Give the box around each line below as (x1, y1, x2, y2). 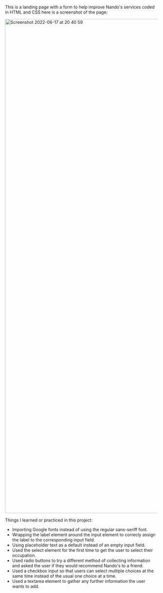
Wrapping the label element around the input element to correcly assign (12, 532, 156, 538)
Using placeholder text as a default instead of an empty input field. (12, 542, 146, 548)
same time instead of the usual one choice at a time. (12, 573, 117, 579)
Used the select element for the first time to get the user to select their (12, 547, 153, 553)
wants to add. (12, 583, 40, 589)
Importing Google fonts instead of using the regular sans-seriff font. (12, 527, 148, 532)
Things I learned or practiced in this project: (5, 517, 93, 523)
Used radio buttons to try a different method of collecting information (12, 558, 150, 563)
